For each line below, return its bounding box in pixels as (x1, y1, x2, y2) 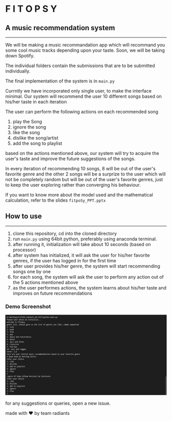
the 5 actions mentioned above (12, 279, 78, 285)
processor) (12, 247, 36, 253)
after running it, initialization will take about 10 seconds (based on (12, 241, 151, 247)
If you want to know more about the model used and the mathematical (5, 192, 154, 197)
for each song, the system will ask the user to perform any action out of (12, 274, 164, 280)
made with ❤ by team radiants (5, 410, 70, 416)
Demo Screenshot (5, 303, 51, 310)
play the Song (12, 119, 42, 124)
